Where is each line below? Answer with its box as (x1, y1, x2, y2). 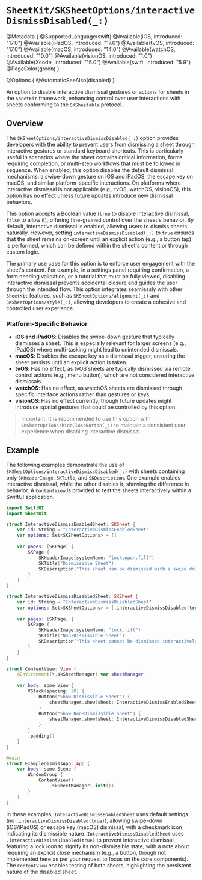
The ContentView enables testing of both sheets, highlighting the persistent (6, 861, 191, 869)
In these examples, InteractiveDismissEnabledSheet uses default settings (6, 810, 188, 817)
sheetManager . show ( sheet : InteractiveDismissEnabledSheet (49, 699, 198, 705)
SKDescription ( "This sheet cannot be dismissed (38, 638, 161, 644)
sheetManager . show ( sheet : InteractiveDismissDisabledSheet (49, 716, 200, 723)
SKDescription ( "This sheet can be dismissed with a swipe (38, 566, 187, 572)
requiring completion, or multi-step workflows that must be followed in (6, 160, 181, 167)
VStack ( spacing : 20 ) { (28, 688, 85, 694)
